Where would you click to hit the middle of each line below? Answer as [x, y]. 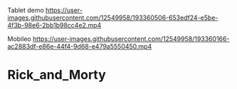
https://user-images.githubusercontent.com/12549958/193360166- [131, 39]
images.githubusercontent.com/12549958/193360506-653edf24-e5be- [113, 18]
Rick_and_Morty [57, 75]
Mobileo [19, 39]
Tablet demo [26, 10]
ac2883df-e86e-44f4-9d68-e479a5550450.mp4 [80, 46]
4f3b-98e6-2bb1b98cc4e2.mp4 [54, 25]
